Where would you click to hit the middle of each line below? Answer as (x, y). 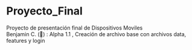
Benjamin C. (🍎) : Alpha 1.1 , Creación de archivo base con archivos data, (96, 34)
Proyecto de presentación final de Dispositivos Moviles (75, 28)
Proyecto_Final (44, 11)
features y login (26, 40)
